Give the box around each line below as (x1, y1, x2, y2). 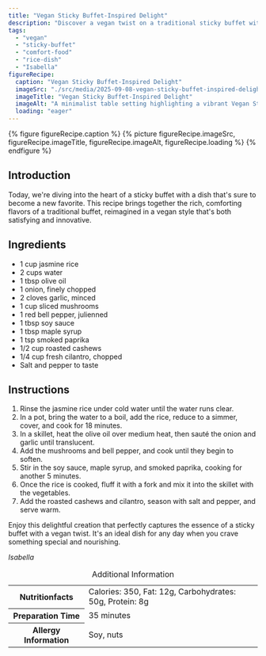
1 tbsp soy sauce (19, 318, 75, 327)
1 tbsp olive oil (19, 276, 66, 285)
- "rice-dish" (15, 56, 62, 64)
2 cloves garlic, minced (19, 292, 97, 302)
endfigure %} (8, 146, 52, 155)
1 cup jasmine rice (19, 259, 79, 269)
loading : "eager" (15, 108, 73, 116)
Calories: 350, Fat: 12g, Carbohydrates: (88, 586, 236, 597)
